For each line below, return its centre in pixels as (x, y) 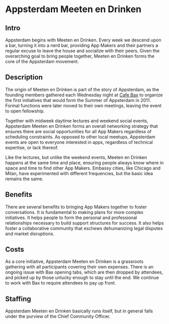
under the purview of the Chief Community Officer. (58, 316)
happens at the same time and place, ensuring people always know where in (84, 163)
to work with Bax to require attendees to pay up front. (61, 283)
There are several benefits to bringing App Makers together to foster (76, 207)
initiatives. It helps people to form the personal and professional (71, 218)
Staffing (18, 299)
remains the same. (24, 179)
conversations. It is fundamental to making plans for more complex (74, 212)
